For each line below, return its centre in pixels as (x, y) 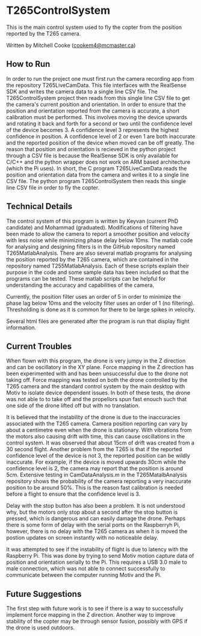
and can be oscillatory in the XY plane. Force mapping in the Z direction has (100, 367)
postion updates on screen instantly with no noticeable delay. (82, 538)
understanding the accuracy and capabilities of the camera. (80, 285)
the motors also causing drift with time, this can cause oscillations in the (96, 437)
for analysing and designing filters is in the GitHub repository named (91, 246)
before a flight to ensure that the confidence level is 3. (73, 494)
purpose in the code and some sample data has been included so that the (97, 272)
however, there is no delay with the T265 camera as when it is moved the (97, 531)
